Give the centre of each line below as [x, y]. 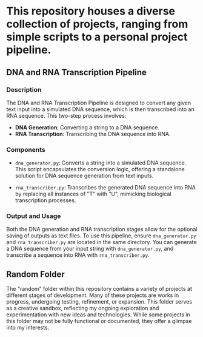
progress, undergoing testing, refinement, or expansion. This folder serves [99, 302]
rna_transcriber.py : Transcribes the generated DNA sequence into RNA [105, 188]
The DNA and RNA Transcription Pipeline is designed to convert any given [99, 103]
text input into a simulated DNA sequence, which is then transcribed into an [101, 109]
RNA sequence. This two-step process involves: [66, 115]
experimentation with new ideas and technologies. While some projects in [98, 315]
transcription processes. [45, 200]
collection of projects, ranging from [97, 24]
